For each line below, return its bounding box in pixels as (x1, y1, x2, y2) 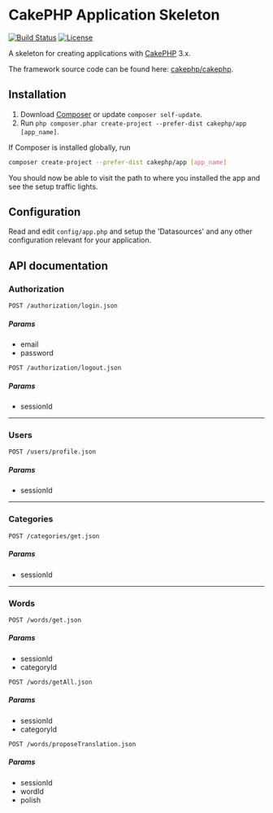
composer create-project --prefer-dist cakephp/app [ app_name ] (8, 158, 227, 166)
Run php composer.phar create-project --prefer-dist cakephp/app (19, 118, 247, 128)
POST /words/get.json (8, 616, 82, 624)
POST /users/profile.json (8, 448, 96, 457)
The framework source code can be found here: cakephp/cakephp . (8, 63, 234, 74)
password (19, 348, 54, 358)
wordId (19, 786, 45, 796)
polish (19, 795, 41, 805)
